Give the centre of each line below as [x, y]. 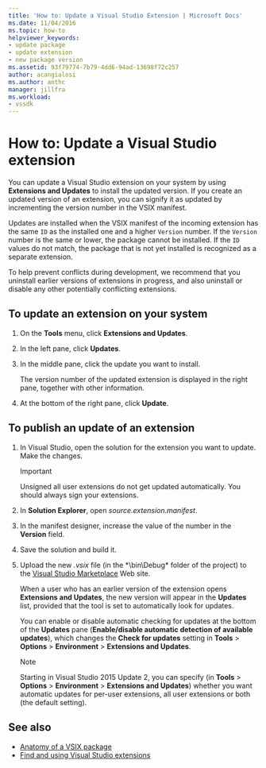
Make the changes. [51, 455]
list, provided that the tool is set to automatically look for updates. [127, 605]
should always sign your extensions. [79, 495]
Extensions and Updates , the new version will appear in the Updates [133, 597]
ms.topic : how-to [37, 30]
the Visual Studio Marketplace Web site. [85, 573]
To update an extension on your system [108, 314]
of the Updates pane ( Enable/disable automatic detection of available [136, 629]
